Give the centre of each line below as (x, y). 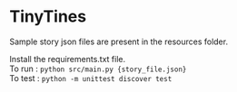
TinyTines (48, 17)
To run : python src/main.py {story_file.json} (98, 69)
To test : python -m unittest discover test (91, 78)
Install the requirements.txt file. (67, 59)
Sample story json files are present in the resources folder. (119, 41)
